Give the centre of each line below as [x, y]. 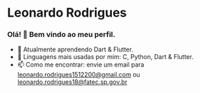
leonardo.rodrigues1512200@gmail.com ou [78, 75]
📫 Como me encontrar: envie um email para [81, 65]
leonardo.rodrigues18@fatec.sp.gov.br [72, 82]
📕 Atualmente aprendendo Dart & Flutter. [75, 49]
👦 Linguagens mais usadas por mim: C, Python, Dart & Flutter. [105, 57]
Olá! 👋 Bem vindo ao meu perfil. [61, 35]
